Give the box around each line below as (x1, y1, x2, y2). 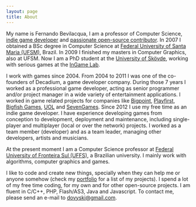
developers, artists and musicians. (6, 134, 89, 141)
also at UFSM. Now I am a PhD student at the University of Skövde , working (6, 55, 188, 62)
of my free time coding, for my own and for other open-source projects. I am (6, 181, 191, 188)
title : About (6, 14, 38, 20)
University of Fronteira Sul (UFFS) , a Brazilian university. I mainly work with (6, 152, 187, 159)
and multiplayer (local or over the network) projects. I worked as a (22, 122, 181, 129)
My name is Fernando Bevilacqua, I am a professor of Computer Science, (6, 30, 183, 37)
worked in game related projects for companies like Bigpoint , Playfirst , (6, 97, 176, 104)
